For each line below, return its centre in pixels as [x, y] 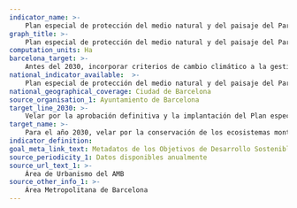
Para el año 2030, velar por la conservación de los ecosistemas [148, 133]
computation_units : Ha [51, 50]
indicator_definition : [51, 141]
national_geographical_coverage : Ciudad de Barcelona [110, 91]
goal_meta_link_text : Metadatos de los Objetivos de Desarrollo [130, 149]
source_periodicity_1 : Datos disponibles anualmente [108, 157]
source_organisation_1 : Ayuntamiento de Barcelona [104, 100]
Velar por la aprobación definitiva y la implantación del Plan [146, 116]
